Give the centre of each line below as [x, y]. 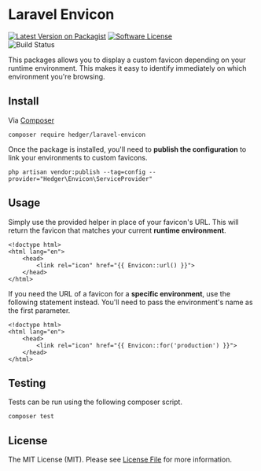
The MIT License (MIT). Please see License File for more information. [120, 460]
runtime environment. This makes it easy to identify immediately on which [127, 68]
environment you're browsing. [57, 76]
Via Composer [31, 120]
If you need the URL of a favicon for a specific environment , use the [119, 293]
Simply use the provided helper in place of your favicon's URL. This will [123, 222]
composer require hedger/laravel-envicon [77, 134]
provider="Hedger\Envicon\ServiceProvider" [81, 178]
